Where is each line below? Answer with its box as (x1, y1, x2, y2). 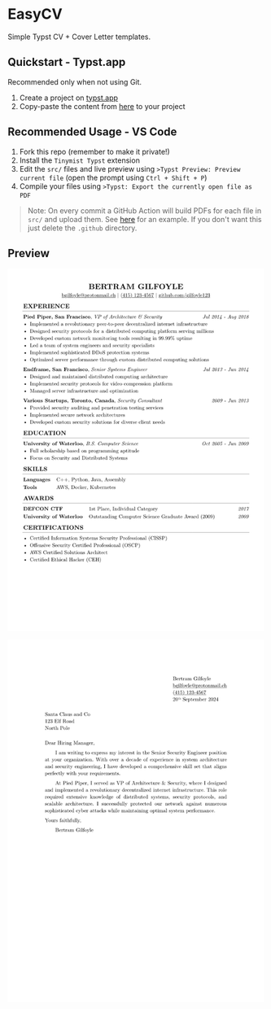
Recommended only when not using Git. (7, 76, 142, 86)
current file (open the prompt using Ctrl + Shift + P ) (19, 173, 208, 182)
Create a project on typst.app (19, 93, 119, 103)
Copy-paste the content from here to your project (19, 101, 186, 111)
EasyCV (7, 5, 63, 24)
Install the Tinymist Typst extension (19, 155, 140, 165)
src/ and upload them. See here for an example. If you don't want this (27, 214, 262, 224)
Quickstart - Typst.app (7, 55, 126, 69)
